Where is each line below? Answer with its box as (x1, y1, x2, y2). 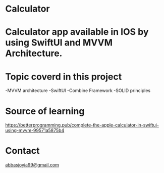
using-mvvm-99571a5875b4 (5, 127, 65, 134)
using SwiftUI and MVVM (5, 37, 113, 49)
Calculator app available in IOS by (5, 26, 149, 38)
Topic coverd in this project (5, 71, 122, 82)
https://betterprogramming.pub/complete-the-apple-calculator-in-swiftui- (5, 122, 159, 128)
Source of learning (5, 105, 85, 117)
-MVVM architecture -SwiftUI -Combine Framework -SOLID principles (5, 88, 150, 94)
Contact (5, 145, 40, 157)
